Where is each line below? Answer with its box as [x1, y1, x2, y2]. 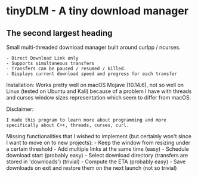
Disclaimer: [6, 105, 34, 113]
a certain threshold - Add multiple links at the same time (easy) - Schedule [6, 145, 189, 153]
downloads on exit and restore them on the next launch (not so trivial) [6, 164, 177, 171]
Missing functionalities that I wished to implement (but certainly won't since [6, 133, 192, 139]
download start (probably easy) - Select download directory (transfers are [6, 152, 188, 159]
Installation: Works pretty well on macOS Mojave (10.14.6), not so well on [6, 82, 184, 88]
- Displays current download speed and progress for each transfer [6, 71, 178, 77]
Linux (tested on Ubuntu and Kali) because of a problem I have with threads [6, 88, 192, 95]
